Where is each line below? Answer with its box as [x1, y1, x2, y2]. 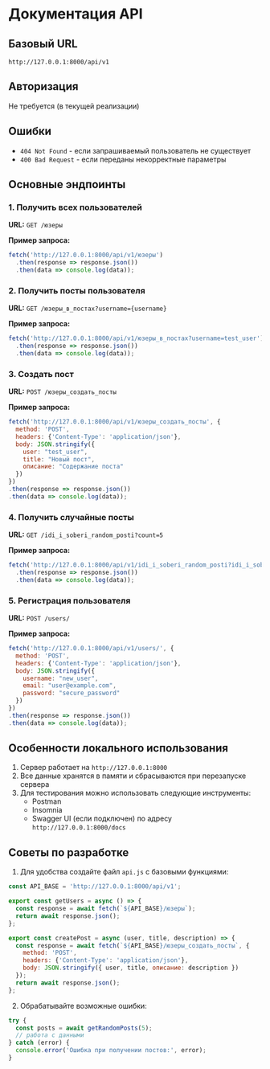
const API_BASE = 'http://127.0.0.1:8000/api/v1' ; [8, 883, 182, 891]
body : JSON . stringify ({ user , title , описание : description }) [22, 964, 239, 973]
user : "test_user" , [22, 448, 88, 456]
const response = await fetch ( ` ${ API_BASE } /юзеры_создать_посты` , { [15, 941, 250, 949]
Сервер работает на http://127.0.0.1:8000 [19, 763, 167, 772]
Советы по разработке [8, 846, 129, 859]
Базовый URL [8, 37, 78, 51]
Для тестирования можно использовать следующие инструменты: [19, 788, 252, 798]
